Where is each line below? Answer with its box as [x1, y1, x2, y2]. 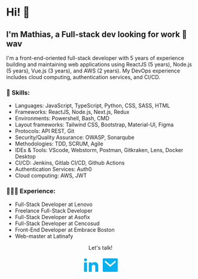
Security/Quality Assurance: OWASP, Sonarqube [14, 134, 135, 141]
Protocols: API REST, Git [14, 128, 75, 135]
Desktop [14, 153, 36, 160]
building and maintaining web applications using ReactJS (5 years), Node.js [6, 61, 193, 68]
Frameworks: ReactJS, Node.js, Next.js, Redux [14, 108, 130, 116]
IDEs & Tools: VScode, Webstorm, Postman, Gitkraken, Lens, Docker [14, 147, 184, 154]
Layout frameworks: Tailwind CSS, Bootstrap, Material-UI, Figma [14, 121, 174, 128]
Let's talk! [89, 244, 112, 251]
